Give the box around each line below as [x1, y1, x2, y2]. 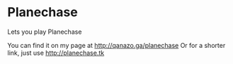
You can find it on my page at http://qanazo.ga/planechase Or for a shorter [7, 41, 226, 49]
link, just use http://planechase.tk [7, 49, 105, 57]
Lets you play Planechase [7, 27, 82, 36]
